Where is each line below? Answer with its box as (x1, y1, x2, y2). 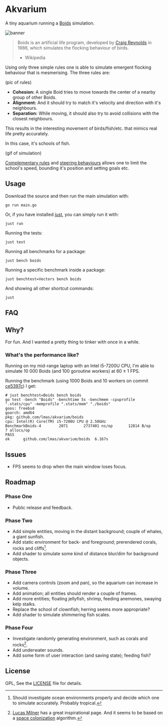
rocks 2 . (12, 641, 28, 647)
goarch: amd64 (5, 410, 35, 415)
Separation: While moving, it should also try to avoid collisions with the (12, 110, 159, 116)
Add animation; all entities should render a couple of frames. (12, 590, 137, 596)
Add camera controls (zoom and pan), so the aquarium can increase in (12, 580, 158, 586)
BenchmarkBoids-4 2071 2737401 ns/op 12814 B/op (5, 423, 151, 429)
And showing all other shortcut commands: (5, 285, 94, 291)
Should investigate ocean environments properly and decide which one (12, 694, 159, 700)
